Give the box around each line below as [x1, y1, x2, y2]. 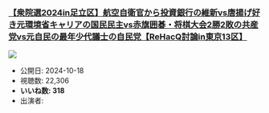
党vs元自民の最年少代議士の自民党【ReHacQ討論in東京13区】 [8, 30, 247, 42]
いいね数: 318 [19, 86, 65, 95]
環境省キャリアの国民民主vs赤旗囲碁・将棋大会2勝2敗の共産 [24, 18, 259, 30]
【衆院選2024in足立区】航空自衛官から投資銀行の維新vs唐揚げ [8, 6, 253, 18]
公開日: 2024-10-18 [19, 66, 84, 75]
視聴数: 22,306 [19, 76, 70, 86]
